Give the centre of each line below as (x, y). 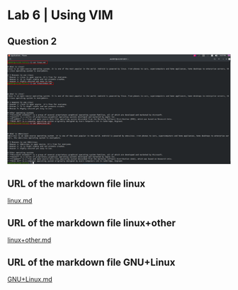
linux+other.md (29, 240)
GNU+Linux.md (30, 279)
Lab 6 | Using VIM (60, 15)
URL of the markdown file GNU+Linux (91, 262)
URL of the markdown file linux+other (91, 223)
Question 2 (32, 41)
